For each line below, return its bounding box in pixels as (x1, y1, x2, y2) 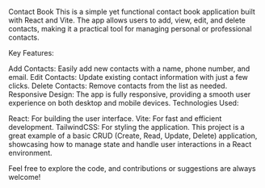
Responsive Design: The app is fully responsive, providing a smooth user (8, 90, 251, 99)
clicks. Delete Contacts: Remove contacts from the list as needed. (8, 81, 228, 90)
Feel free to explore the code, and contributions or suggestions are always (8, 164, 256, 173)
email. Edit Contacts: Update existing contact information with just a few (8, 73, 249, 81)
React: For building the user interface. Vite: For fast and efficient (8, 114, 222, 123)
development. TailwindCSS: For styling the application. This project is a (8, 123, 245, 132)
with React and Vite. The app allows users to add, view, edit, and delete (8, 15, 246, 25)
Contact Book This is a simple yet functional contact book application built (8, 7, 256, 16)
